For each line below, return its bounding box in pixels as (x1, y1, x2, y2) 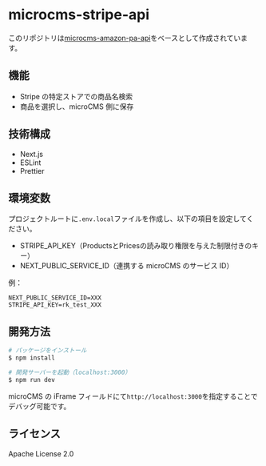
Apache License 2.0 (8, 448, 74, 458)
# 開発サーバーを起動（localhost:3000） (8, 368, 132, 376)
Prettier (19, 166, 45, 175)
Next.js (19, 149, 44, 159)
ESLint (19, 158, 42, 167)
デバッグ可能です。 (8, 401, 71, 411)
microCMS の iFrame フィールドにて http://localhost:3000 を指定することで (8, 391, 258, 401)
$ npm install (8, 354, 56, 362)
